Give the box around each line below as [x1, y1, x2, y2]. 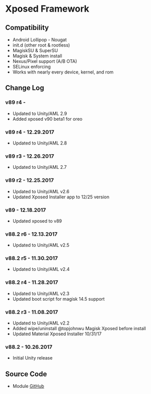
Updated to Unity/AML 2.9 [12, 110, 67, 117]
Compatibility [5, 23, 49, 32]
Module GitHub [12, 383, 44, 389]
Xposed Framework [5, 3, 89, 15]
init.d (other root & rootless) [12, 42, 70, 48]
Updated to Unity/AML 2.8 [12, 140, 67, 146]
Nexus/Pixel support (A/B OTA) [12, 58, 77, 64]
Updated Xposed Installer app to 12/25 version [12, 194, 110, 200]
